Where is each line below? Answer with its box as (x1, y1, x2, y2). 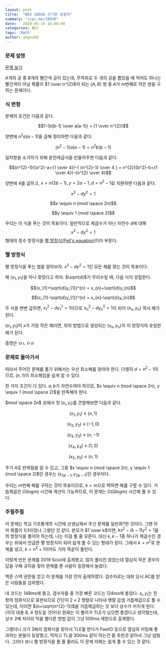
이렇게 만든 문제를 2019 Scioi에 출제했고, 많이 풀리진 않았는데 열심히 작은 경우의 (5, 556, 160, 563)
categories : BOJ (5, 26, 39, 31)
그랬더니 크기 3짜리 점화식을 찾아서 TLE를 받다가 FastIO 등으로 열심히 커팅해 (5, 626, 153, 632)
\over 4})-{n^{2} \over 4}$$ (55, 170, 111, 176)
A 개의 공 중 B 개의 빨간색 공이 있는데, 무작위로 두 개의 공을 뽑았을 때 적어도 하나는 (5, 75, 162, 81)
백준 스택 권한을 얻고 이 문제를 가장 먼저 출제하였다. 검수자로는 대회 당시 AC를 (5, 573, 155, 579)
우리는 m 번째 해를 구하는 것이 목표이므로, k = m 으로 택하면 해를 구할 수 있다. (5, 482, 153, 488)
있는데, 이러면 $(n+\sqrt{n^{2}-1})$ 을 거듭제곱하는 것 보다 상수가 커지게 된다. (5, 603, 156, 609)
